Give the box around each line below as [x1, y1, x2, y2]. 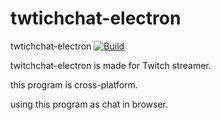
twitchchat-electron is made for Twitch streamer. [10, 59, 212, 71]
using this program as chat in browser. [10, 98, 168, 110]
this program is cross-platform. [10, 78, 138, 91]
